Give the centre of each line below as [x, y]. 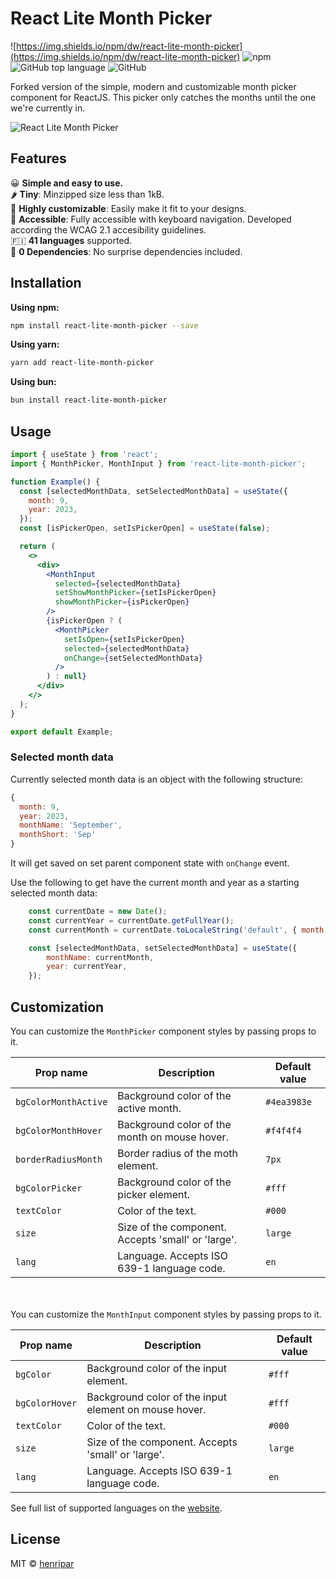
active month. [149, 1108]
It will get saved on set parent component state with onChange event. [150, 863]
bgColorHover [46, 1403]
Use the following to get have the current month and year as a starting [155, 883]
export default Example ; [62, 732]
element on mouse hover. [146, 1409]
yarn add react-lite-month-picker [82, 363]
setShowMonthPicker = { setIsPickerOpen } [135, 593]
